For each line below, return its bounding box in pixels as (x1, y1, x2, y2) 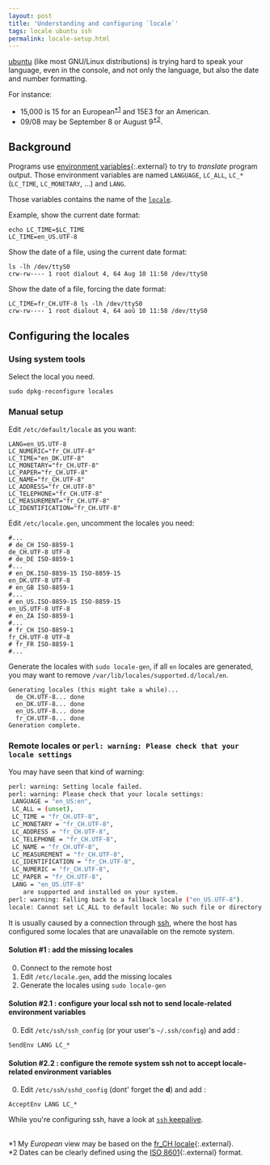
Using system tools (8, 353, 86, 365)
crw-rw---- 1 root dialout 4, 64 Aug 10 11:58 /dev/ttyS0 (8, 270, 208, 278)
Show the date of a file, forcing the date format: (8, 285, 167, 294)
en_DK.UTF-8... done (15, 700, 85, 709)
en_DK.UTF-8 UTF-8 (8, 576, 70, 585)
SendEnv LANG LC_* (8, 1041, 70, 1049)
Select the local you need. (8, 372, 95, 382)
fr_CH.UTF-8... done (15, 714, 85, 722)
